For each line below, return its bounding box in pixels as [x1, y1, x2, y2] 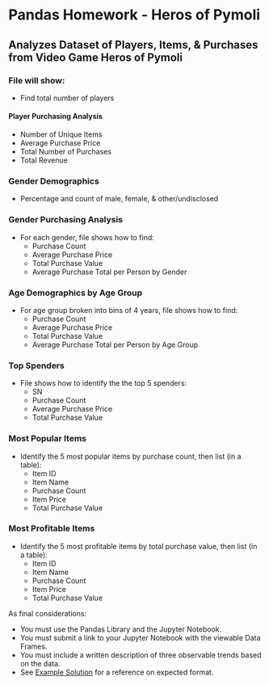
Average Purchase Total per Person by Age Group [32, 340, 199, 349]
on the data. [19, 658, 61, 668]
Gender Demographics [8, 175, 99, 187]
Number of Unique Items [19, 129, 103, 139]
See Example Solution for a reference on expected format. [19, 667, 214, 677]
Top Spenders [8, 360, 65, 371]
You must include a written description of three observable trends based [19, 649, 262, 660]
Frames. [19, 641, 48, 651]
